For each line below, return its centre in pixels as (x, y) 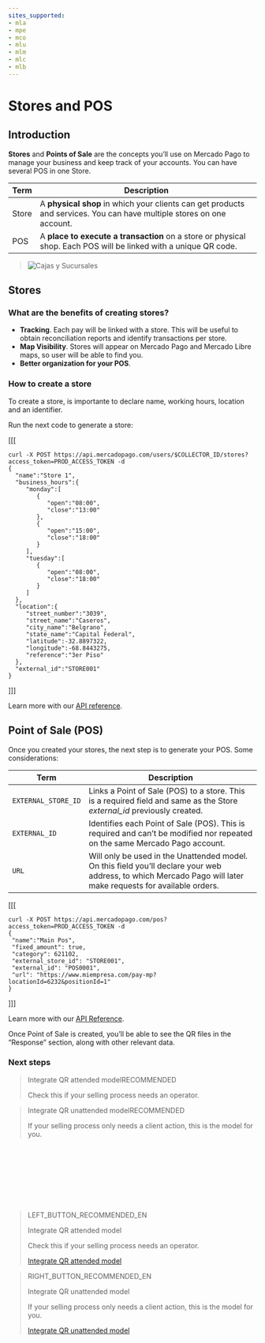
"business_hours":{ (47, 482)
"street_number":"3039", (67, 613)
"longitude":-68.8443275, (68, 648)
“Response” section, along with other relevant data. (91, 1042)
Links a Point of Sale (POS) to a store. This (167, 790)
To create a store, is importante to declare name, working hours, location (126, 401)
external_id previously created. (146, 810)
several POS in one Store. (50, 171)
